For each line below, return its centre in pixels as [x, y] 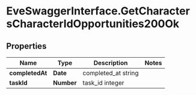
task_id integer [103, 83]
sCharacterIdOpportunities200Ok [93, 24]
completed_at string [111, 73]
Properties [26, 46]
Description [111, 63]
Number [65, 83]
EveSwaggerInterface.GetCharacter [98, 11]
